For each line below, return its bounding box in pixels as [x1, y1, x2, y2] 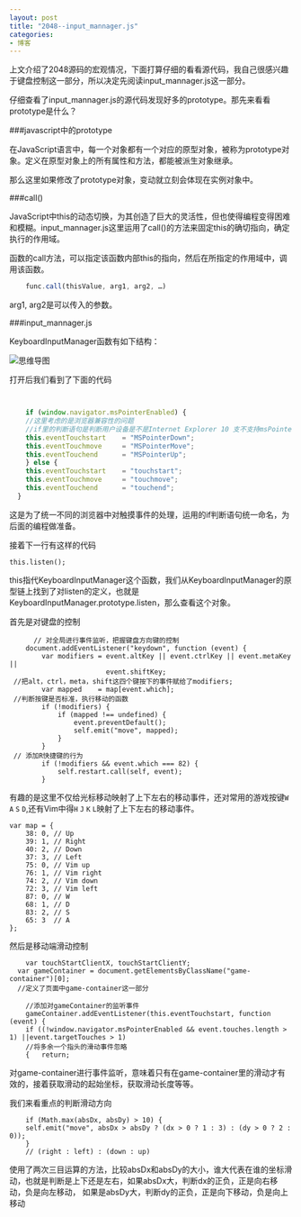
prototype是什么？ [9, 105, 78, 117]
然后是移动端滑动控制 [9, 940, 88, 951]
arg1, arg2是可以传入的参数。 [9, 299, 118, 311]
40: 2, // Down [25, 844, 83, 854]
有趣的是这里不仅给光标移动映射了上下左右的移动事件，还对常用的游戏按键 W [9, 792, 289, 803]
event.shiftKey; [105, 668, 167, 677]
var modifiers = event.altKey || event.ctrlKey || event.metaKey [41, 651, 292, 660]
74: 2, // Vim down [25, 876, 99, 886]
